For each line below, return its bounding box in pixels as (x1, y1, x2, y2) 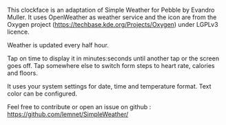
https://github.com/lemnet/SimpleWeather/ (7, 110, 129, 118)
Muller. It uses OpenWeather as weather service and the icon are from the (7, 13, 217, 21)
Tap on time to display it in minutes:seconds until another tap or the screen (7, 54, 219, 62)
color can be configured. (7, 89, 78, 98)
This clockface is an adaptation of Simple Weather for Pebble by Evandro (7, 6, 215, 14)
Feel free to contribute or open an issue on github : (7, 103, 152, 111)
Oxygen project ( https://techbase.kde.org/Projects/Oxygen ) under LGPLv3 (7, 21, 218, 28)
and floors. (7, 69, 38, 77)
